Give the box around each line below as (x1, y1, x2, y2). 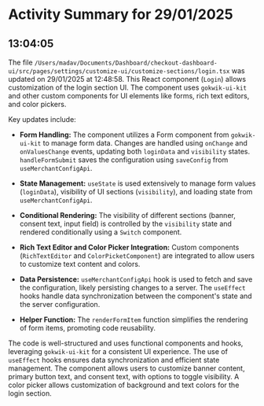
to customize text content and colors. (19, 260, 141, 268)
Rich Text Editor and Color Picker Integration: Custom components (19, 242, 240, 252)
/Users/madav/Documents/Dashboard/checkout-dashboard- (34, 59, 218, 67)
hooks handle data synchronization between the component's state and (19, 291, 253, 301)
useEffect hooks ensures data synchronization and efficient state (8, 356, 220, 364)
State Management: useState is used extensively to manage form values (19, 179, 256, 188)
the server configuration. (19, 300, 101, 308)
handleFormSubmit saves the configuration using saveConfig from (19, 155, 229, 164)
